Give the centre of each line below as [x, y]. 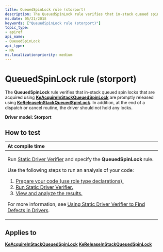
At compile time [26, 146]
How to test [23, 133]
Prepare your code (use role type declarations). [70, 181]
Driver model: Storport [28, 117]
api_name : [15, 37]
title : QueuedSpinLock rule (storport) [45, 9]
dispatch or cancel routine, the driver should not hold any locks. [69, 108]
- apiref [14, 32]
